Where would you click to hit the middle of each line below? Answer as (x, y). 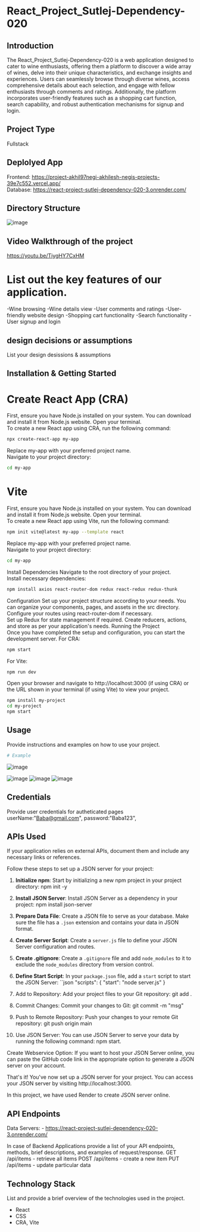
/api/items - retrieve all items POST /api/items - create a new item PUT (93, 1159)
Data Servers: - (25, 1128)
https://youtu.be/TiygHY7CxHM (46, 256)
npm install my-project (36, 701)
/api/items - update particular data (49, 1165)
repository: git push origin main (54, 1023)
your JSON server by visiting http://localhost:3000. (69, 1084)
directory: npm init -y (41, 887)
